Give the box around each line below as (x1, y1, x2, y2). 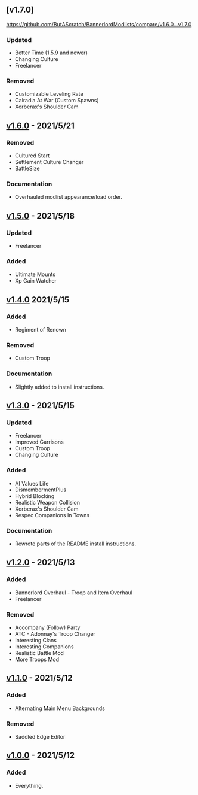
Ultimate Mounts (14, 271, 55, 278)
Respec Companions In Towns (14, 511, 90, 518)
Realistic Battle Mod (14, 649, 64, 656)
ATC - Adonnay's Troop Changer (14, 630, 95, 637)
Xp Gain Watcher (14, 277, 57, 284)
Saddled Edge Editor (14, 733, 66, 740)
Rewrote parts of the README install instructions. (14, 540, 136, 547)
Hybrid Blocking (14, 492, 55, 499)
